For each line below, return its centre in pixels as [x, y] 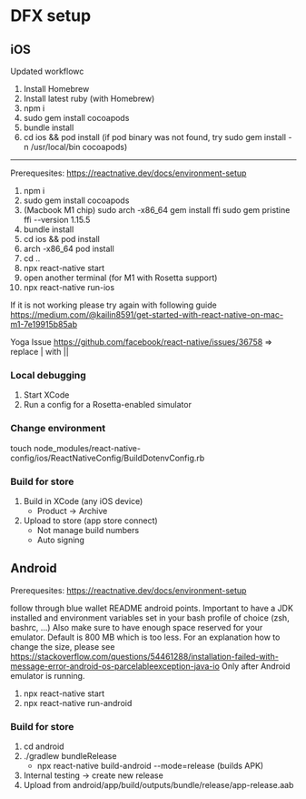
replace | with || [39, 352]
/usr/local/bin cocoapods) [79, 147]
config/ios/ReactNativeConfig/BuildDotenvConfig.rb [108, 458]
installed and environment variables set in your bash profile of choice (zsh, [150, 617]
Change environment [58, 429]
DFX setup [51, 16]
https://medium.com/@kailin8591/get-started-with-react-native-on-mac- [147, 314]
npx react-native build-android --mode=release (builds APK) [150, 766]
